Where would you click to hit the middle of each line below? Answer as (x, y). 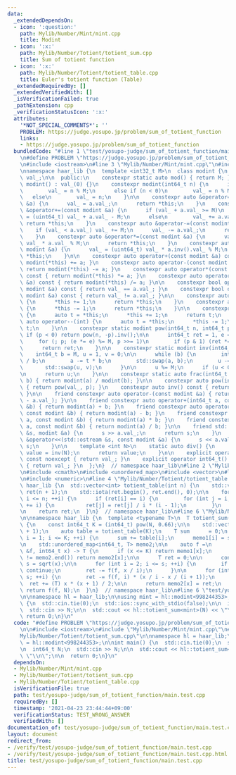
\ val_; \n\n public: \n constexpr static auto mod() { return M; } (125, 178)
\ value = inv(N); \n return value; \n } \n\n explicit (116, 453)
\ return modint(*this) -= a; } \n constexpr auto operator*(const (124, 269)
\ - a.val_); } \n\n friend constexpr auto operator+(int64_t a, (120, 400)
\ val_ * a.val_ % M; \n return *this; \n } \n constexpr (119, 243)
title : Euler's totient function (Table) (81, 79)
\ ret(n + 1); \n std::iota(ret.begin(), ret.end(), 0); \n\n (114, 492)
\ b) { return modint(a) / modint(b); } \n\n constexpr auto (114, 380)
